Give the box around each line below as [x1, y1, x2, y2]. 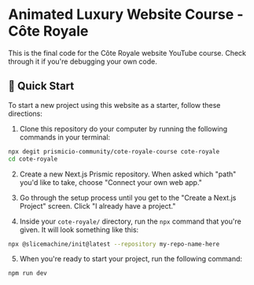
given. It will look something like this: [19, 224, 139, 234]
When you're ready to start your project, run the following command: [19, 254, 242, 264]
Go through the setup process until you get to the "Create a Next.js [19, 193, 237, 202]
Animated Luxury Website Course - [8, 6, 244, 24]
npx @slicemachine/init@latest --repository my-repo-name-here [8, 240, 220, 248]
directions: [8, 109, 43, 118]
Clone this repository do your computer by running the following [19, 124, 228, 133]
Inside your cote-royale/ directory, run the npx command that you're [19, 217, 241, 226]
